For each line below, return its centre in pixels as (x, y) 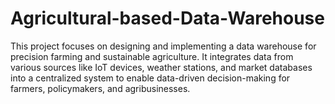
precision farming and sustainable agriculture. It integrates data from (152, 56)
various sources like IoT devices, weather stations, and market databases (161, 67)
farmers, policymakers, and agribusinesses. (100, 88)
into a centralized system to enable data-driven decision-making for (150, 78)
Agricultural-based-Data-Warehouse (167, 18)
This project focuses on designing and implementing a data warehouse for (163, 46)
